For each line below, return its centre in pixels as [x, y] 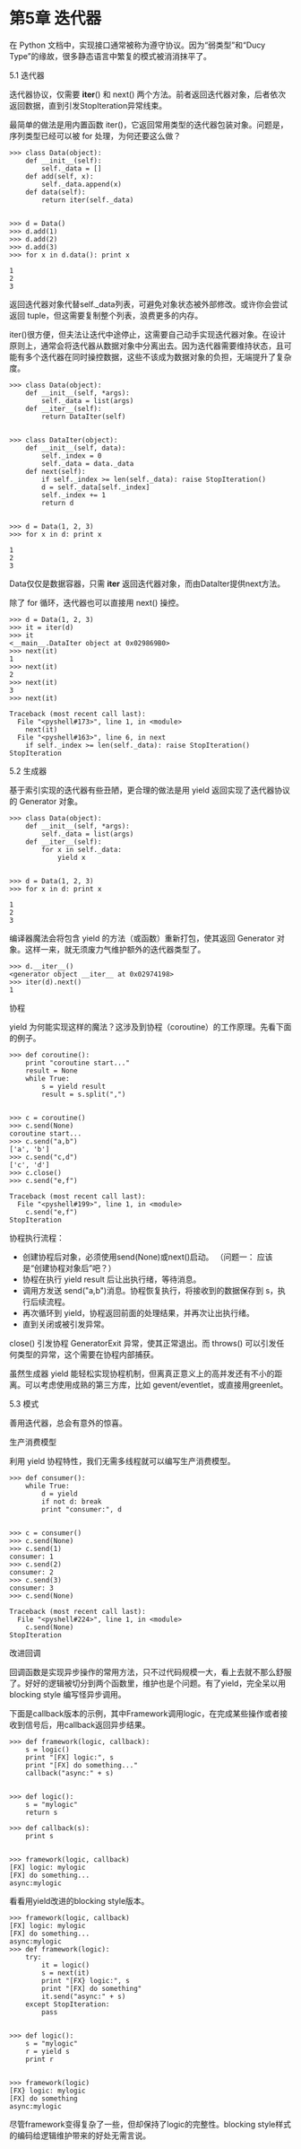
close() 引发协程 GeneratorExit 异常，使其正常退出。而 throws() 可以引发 [143, 1343]
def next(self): [56, 471]
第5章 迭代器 [56, 18]
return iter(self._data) [88, 200]
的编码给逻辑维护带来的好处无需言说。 [80, 2135]
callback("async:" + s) [70, 1773]
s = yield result [73, 1086]
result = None [52, 1070]
